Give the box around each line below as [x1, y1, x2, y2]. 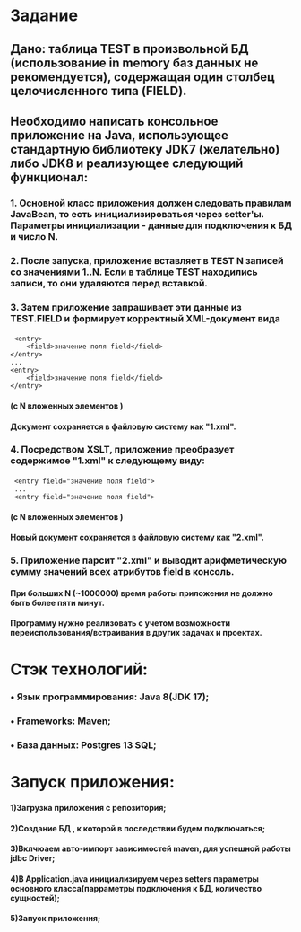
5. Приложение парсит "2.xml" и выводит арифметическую [10, 554, 288, 567]
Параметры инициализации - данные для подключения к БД [10, 219, 293, 232]
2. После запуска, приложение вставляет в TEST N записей [10, 254, 285, 267]
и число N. [10, 230, 59, 242]
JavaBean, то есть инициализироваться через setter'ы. [10, 207, 265, 220]
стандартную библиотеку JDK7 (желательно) [10, 141, 280, 157]
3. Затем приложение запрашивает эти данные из [10, 301, 243, 313]
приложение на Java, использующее [10, 127, 229, 143]
